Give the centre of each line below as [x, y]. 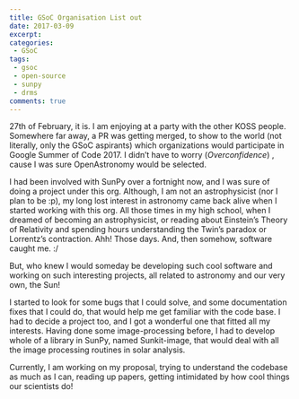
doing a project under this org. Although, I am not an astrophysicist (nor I [144, 191]
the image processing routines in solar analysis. [97, 350]
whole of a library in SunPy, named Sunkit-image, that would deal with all [145, 341]
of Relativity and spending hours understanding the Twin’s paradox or [138, 230]
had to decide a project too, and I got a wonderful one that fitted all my [140, 321]
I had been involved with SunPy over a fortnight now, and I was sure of [140, 182]
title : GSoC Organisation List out [76, 17]
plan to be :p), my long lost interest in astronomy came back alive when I [143, 201]
